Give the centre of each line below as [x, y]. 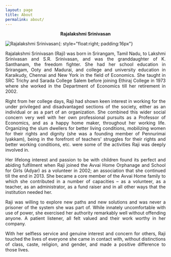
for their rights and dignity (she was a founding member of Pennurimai [85, 134]
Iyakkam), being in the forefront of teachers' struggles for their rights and [85, 139]
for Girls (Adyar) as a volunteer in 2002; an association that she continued [85, 170]
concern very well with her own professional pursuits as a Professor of [85, 118]
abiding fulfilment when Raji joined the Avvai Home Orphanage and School [85, 165]
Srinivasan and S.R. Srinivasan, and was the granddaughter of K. [85, 59]
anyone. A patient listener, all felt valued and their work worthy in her [85, 218]
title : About [19, 15]
